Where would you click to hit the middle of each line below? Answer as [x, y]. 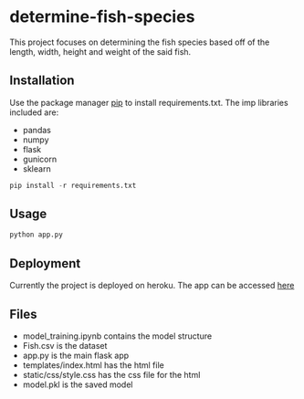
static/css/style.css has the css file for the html [111, 374]
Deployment [45, 263]
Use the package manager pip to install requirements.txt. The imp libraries [149, 102]
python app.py [37, 235]
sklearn [37, 168]
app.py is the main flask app [76, 355]
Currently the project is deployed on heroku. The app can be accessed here [152, 286]
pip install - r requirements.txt [73, 185]
